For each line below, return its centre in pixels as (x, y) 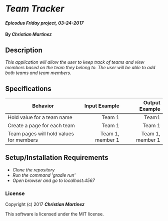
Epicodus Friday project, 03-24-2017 (44, 23)
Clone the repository (33, 170)
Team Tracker (35, 9)
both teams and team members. (38, 73)
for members (23, 140)
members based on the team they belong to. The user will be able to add (80, 68)
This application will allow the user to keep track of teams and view (75, 62)
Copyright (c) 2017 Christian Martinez (45, 204)
